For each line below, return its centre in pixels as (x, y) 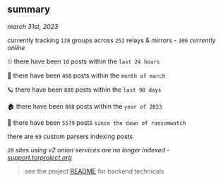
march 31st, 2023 (33, 26)
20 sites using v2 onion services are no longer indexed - (89, 150)
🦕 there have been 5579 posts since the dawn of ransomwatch (97, 122)
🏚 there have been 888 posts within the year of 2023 (85, 106)
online (16, 47)
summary (29, 10)
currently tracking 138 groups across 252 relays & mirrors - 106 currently (112, 40)
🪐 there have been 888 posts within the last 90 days (84, 90)
